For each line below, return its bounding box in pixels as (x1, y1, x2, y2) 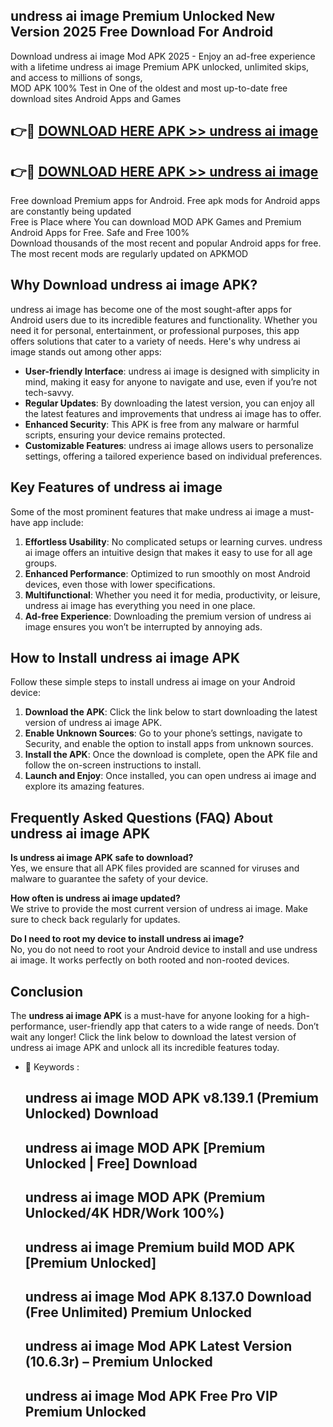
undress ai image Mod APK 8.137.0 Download (24, 1289, 312, 1306)
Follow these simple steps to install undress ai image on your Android (10, 676, 296, 688)
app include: (32, 516, 84, 528)
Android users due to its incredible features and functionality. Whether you (10, 314, 318, 326)
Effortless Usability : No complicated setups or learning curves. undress (24, 535, 323, 548)
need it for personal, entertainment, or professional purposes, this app (10, 324, 300, 336)
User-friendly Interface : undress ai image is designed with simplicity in (24, 365, 320, 377)
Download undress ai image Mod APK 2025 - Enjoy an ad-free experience (10, 50, 316, 62)
